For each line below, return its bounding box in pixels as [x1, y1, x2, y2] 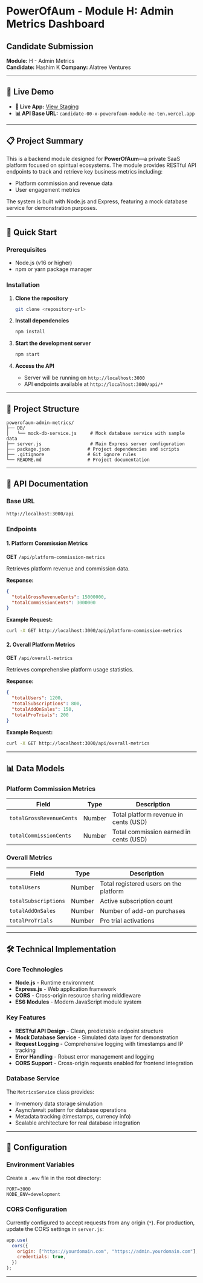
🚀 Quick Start [6, 227, 57, 238]
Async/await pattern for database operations [14, 1106, 127, 1114]
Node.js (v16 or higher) [14, 259, 72, 267]
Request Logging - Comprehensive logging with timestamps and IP [14, 1040, 183, 1047]
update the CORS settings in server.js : [6, 1225, 105, 1232]
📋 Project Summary [6, 136, 83, 146]
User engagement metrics [14, 186, 80, 193]
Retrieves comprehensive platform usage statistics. [6, 666, 134, 673]
